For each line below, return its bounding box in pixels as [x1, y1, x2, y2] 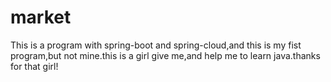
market [10, 6, 72, 29]
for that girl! [10, 60, 59, 72]
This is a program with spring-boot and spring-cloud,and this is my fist [10, 39, 302, 51]
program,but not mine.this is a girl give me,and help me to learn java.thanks [10, 49, 321, 61]
